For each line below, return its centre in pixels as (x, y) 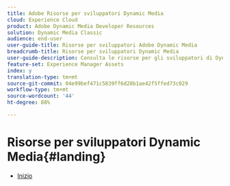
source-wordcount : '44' (41, 96)
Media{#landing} (56, 157)
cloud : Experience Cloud (42, 20)
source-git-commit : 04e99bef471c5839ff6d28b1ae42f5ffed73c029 (98, 83)
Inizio (25, 176)
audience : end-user (35, 39)
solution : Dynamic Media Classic (55, 32)
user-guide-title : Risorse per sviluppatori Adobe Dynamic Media (102, 45)
